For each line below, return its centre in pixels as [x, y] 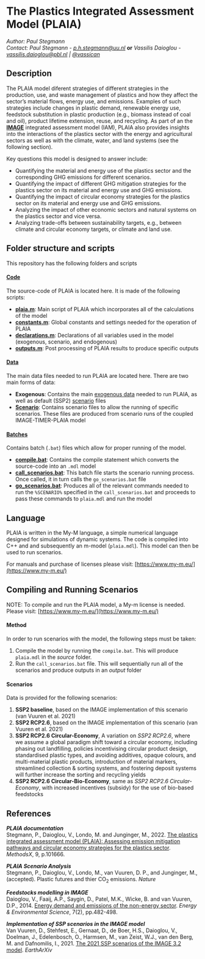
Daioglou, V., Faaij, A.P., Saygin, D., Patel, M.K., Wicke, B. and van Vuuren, [99, 899]
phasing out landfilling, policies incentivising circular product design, [101, 749]
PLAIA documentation [35, 829]
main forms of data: [31, 382]
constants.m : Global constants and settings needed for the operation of [106, 322]
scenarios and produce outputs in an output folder [78, 670]
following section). [30, 147]
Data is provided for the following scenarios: [62, 698]
